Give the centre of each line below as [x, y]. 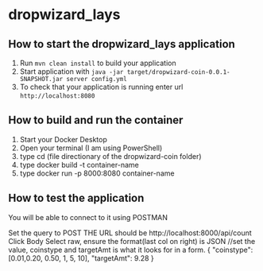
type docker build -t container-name [79, 165]
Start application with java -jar [72, 72]
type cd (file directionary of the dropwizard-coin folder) [110, 156]
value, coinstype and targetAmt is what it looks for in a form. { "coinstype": [131, 250]
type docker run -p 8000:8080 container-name [97, 173]
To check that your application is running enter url [101, 87]
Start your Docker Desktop [63, 139]
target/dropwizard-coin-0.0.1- [178, 72]
